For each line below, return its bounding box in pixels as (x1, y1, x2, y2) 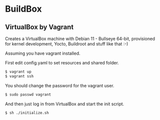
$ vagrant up (5, 69, 32, 74)
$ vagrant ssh (5, 74, 34, 79)
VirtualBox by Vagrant (5, 23, 74, 31)
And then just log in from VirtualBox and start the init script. (5, 101, 124, 107)
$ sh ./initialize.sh (5, 110, 49, 115)
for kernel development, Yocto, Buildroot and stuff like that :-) (5, 41, 128, 47)
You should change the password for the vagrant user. (5, 82, 115, 88)
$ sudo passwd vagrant (5, 92, 51, 97)
